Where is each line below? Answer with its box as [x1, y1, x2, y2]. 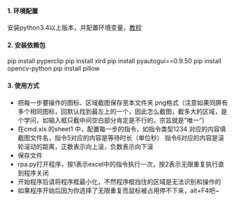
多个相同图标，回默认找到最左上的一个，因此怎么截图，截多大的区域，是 [17, 107, 227, 115]
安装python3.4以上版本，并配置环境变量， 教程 [7, 23, 142, 32]
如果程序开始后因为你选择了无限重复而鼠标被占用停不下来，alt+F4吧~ [17, 186, 220, 195]
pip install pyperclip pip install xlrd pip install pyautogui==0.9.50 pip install [7, 57, 222, 65]
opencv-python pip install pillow [7, 64, 100, 73]
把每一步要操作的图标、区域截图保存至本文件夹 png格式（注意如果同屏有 [17, 98, 229, 107]
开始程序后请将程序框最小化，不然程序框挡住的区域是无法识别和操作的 [17, 177, 222, 186]
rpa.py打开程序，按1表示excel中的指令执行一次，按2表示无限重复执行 [17, 160, 219, 168]
